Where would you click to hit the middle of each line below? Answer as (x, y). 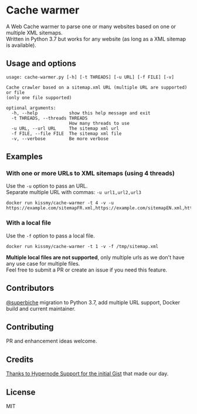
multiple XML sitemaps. (34, 32)
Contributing (30, 327)
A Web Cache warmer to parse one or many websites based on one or (91, 26)
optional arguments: (31, 108)
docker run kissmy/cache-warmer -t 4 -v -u (60, 203)
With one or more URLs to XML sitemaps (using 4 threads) (90, 174)
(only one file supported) (39, 97)
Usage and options (41, 64)
